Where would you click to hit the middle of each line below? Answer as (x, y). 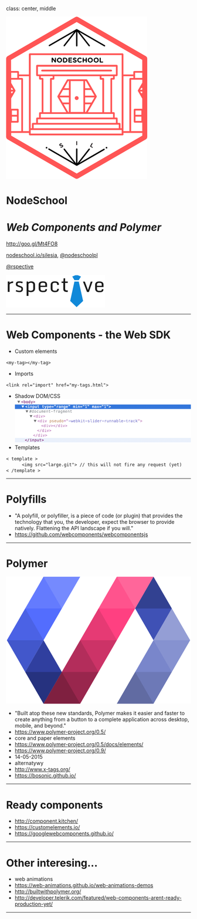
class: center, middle (31, 9)
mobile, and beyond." (40, 726)
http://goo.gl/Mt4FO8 (32, 244)
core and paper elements (45, 738)
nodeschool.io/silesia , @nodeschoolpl (52, 255)
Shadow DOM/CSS (37, 396)
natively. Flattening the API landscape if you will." (74, 528)
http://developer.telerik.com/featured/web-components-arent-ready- (98, 898)
